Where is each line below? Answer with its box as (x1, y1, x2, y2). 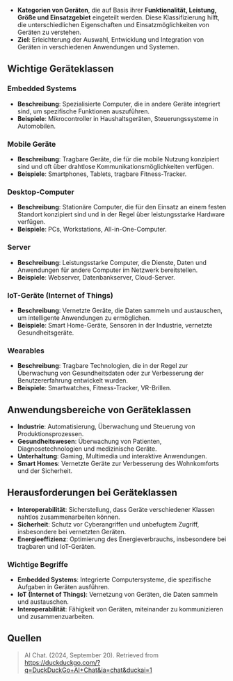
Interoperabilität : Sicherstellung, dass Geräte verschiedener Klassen (17, 505, 216, 513)
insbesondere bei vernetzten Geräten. (17, 527, 127, 536)
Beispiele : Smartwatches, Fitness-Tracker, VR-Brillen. (17, 384, 172, 392)
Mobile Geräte (7, 139, 56, 149)
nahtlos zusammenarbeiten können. (17, 513, 120, 521)
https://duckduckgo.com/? (24, 658, 101, 666)
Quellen (7, 632, 42, 644)
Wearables (7, 346, 45, 355)
